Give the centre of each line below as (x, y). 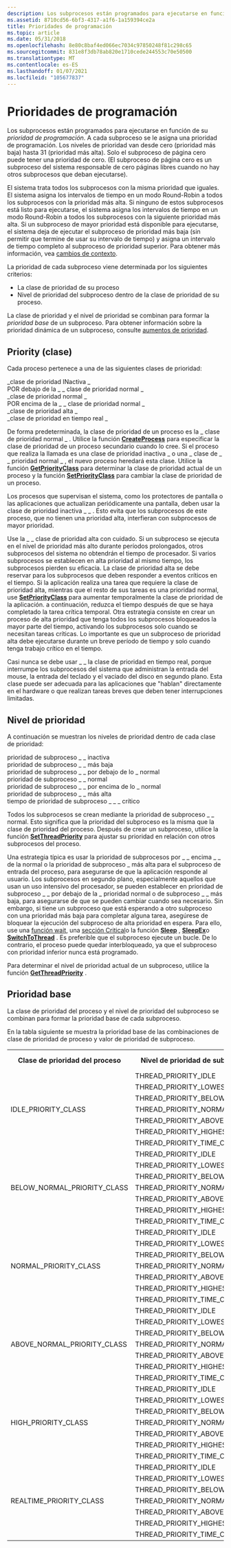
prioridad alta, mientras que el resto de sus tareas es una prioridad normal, (113, 590)
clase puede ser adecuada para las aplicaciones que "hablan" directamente (114, 684)
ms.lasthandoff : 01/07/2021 (47, 71)
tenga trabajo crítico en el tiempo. (55, 648)
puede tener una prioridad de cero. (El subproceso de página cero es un (109, 160)
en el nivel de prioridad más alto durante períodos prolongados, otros (106, 546)
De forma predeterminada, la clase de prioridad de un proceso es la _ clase (113, 432)
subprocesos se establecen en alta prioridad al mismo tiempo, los (100, 561)
